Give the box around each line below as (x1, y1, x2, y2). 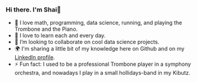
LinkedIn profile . (14, 54, 55, 61)
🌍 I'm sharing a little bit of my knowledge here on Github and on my (14, 45, 185, 52)
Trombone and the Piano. (14, 25, 78, 33)
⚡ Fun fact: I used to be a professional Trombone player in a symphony (14, 60, 192, 68)
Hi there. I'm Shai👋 (5, 5, 61, 14)
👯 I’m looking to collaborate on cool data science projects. (14, 39, 160, 46)
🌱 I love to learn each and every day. (14, 32, 106, 39)
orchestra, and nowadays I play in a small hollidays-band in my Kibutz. (14, 69, 191, 77)
